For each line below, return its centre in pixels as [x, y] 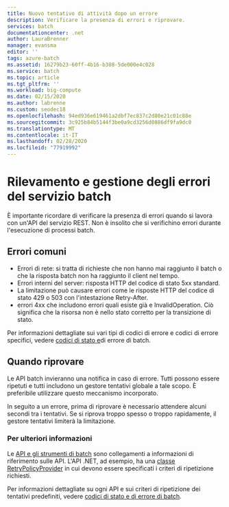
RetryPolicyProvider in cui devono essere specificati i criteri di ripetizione [110, 468]
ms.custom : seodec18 [37, 109]
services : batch [30, 26]
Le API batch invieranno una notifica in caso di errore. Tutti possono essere [113, 378]
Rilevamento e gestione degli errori [109, 182]
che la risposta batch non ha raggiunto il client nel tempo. [98, 275]
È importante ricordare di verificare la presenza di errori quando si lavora [110, 215]
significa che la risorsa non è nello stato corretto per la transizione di [114, 312]
